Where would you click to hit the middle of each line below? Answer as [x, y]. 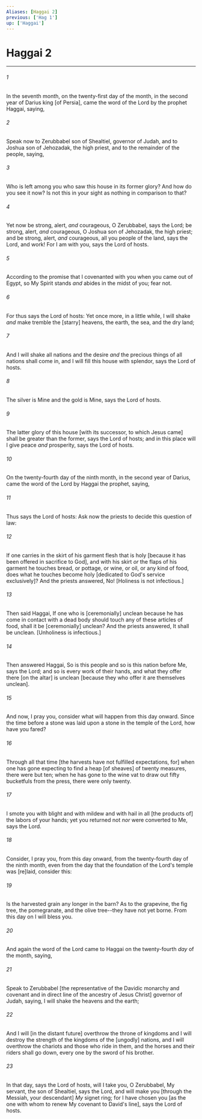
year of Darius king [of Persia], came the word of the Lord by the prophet [97, 102]
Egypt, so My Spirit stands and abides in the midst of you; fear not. [89, 283]
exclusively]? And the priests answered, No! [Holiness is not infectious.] [95, 581]
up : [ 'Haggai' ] [25, 23]
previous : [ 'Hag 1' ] [32, 17]
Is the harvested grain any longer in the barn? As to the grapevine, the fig [97, 904]
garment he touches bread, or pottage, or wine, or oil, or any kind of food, [98, 568]
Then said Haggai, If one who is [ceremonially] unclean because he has [95, 613]
